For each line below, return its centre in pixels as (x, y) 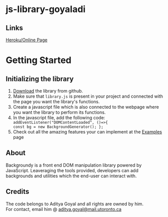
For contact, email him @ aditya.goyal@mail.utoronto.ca (64, 209)
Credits (18, 192)
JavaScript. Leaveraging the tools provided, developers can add (72, 170)
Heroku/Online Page (27, 40)
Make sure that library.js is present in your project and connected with (88, 96)
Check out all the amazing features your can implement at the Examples (88, 132)
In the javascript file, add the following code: (59, 118)
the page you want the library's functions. (56, 101)
